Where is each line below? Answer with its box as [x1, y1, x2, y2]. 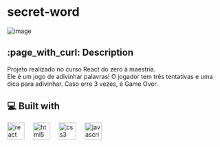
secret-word [7, 4, 80, 20]
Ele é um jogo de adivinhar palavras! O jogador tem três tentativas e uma [7, 72, 213, 80]
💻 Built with [7, 100, 60, 112]
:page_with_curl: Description [7, 47, 134, 58]
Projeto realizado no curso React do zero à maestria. [7, 65, 156, 73]
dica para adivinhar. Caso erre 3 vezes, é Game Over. [7, 80, 158, 88]
